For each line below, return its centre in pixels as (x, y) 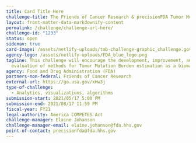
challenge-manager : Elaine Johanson (50, 120)
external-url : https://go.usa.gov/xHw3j (56, 82)
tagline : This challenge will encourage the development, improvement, (95, 60)
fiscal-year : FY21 (28, 109)
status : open (22, 39)
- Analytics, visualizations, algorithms (62, 93)
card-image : (20, 50)
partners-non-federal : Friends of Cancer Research (69, 76)
